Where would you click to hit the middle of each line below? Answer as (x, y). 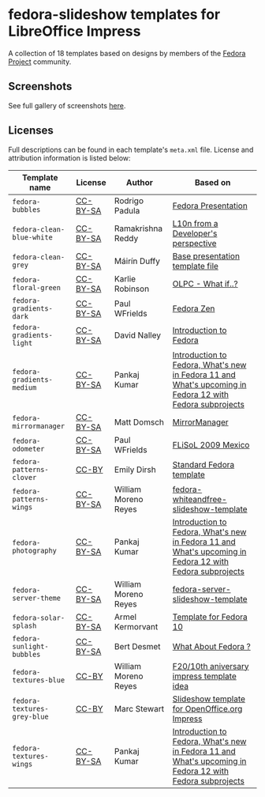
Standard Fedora (203, 464)
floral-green (37, 287)
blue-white (32, 237)
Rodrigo (129, 201)
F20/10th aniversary (211, 666)
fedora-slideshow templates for (114, 15)
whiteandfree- (200, 499)
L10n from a (195, 223)
